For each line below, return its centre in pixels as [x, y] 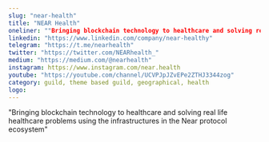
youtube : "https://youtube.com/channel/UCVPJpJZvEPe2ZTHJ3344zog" [121, 75]
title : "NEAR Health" [44, 23]
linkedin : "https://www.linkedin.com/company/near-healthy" [111, 38]
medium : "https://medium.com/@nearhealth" [80, 61]
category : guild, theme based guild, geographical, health [109, 82]
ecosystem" [28, 129]
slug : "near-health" [43, 16]
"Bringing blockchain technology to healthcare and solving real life [118, 112]
